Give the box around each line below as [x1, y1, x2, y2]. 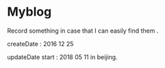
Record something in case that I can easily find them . [7, 27, 159, 35]
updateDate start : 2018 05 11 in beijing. [7, 52, 118, 61]
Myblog [7, 4, 52, 20]
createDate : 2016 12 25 [7, 39, 74, 48]
